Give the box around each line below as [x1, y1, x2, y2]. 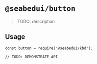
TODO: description [17, 18, 55, 24]
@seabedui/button [5, 4, 76, 13]
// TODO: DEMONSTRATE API [5, 54, 58, 59]
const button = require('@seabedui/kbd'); [5, 46, 93, 51]
